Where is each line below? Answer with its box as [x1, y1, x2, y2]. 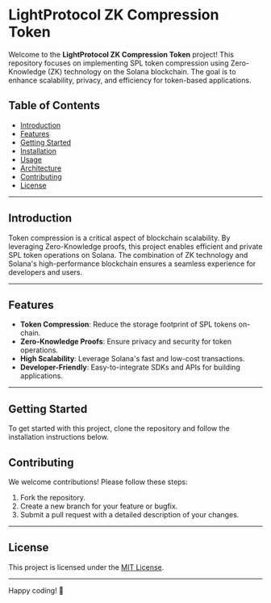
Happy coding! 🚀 [8, 585, 65, 595]
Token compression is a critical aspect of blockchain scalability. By [8, 233, 231, 242]
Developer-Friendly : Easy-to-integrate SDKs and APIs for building [19, 362, 240, 373]
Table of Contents [8, 99, 101, 112]
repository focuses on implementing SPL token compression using [8, 58, 229, 68]
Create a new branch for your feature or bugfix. [19, 501, 178, 511]
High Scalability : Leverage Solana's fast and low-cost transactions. [19, 354, 245, 364]
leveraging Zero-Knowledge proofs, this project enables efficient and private [8, 241, 263, 251]
